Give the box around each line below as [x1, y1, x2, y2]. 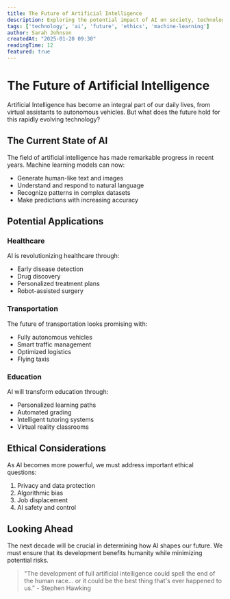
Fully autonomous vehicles [16, 333, 92, 341]
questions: [7, 468, 37, 476]
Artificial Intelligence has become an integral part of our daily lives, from [7, 100, 211, 108]
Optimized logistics [16, 347, 72, 355]
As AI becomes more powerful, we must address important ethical [7, 460, 194, 469]
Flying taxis [16, 355, 50, 363]
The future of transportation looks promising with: [7, 320, 148, 328]
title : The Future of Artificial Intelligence [7, 10, 142, 17]
